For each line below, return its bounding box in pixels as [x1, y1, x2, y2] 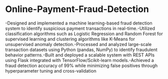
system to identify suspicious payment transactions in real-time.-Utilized [5, 25, 155, 31]
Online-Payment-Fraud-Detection [5, 3, 149, 15]
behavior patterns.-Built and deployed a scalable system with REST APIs [5, 51, 155, 58]
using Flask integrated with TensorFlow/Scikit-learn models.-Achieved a [5, 57, 154, 63]
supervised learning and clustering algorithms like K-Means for [5, 36, 135, 42]
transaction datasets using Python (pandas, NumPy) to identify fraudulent [5, 46, 158, 52]
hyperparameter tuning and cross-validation [5, 67, 97, 73]
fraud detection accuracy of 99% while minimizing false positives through [5, 62, 158, 68]
